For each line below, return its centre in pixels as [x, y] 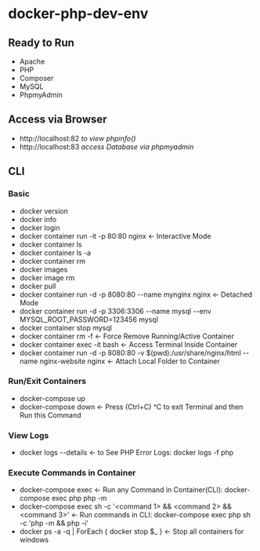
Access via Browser [58, 120]
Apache [32, 61]
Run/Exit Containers [47, 381]
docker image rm [47, 277]
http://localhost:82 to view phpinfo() [78, 138]
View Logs [29, 435]
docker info [38, 219]
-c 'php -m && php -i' [54, 524]
